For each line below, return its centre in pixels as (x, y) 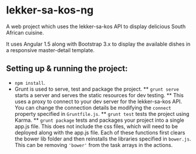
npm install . (30, 83)
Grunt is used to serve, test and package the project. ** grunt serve (97, 89)
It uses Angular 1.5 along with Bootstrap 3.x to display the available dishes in (98, 44)
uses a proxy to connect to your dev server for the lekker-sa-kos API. (98, 101)
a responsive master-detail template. (50, 50)
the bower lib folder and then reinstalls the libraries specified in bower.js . (103, 139)
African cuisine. (25, 32)
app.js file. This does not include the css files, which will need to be (96, 126)
